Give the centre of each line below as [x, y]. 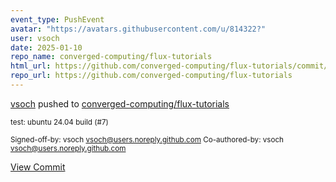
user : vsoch [35, 38]
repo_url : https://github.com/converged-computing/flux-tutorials [151, 76]
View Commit [38, 167]
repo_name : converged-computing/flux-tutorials [111, 57]
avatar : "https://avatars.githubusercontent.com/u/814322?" [138, 29]
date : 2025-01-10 [46, 47]
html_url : [31, 66]
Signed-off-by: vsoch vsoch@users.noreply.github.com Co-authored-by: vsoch [147, 139]
